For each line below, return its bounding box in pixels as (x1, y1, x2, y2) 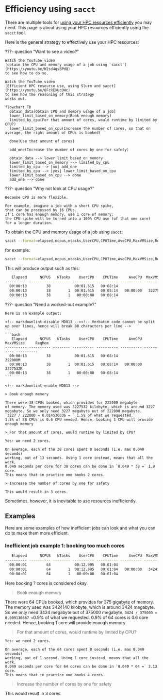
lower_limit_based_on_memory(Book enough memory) (9, 113, 112, 118)
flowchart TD (5, 104, 32, 110)
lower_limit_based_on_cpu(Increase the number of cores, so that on (9, 126, 151, 131)
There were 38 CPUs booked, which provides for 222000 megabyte (5, 400, 138, 405)
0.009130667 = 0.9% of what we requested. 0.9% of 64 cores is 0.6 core (5, 615, 148, 620)
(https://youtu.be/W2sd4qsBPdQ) (5, 67, 70, 71)
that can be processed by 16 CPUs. (5, 207, 77, 212)
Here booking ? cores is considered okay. (5, 580, 88, 586)
